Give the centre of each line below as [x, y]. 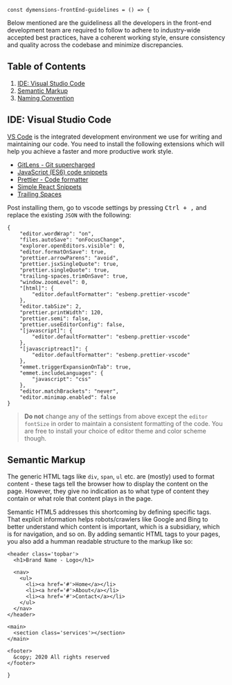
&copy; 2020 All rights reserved [62, 657]
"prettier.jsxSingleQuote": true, [69, 264]
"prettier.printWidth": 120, [62, 312]
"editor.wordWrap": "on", [57, 233]
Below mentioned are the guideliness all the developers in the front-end [109, 23]
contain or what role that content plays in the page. [80, 499]
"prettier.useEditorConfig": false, [73, 324]
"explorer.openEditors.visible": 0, [73, 246]
